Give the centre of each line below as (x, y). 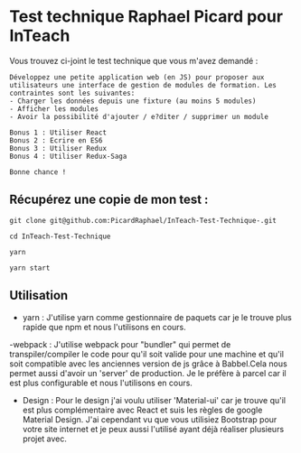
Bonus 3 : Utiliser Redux (58, 148)
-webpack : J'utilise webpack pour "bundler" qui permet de (120, 344)
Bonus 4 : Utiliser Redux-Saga (68, 156)
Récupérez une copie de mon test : (109, 200)
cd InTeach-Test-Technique (60, 236)
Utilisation (39, 296)
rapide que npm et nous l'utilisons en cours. (104, 327)
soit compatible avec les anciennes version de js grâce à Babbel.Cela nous (148, 364)
